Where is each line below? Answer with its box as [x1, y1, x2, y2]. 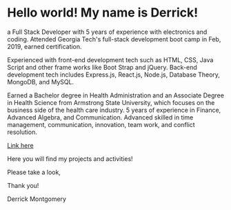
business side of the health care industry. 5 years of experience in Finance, [7, 106, 221, 114]
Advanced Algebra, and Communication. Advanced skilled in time [7, 113, 194, 122]
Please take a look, [7, 168, 61, 176]
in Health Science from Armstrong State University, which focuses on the [7, 98, 215, 106]
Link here [7, 141, 34, 149]
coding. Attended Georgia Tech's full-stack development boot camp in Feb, [7, 35, 221, 43]
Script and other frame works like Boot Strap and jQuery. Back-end [7, 63, 198, 71]
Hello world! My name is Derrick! [7, 5, 199, 21]
